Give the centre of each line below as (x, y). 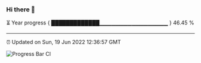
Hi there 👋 (21, 10)
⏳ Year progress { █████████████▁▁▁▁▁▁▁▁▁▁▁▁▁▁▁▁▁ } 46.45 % (100, 23)
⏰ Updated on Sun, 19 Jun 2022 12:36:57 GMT (64, 42)
